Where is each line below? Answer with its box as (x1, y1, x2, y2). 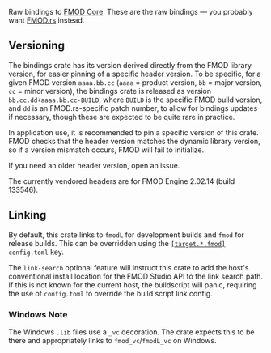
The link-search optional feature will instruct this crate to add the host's (8, 262, 249, 272)
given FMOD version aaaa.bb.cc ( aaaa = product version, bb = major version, (8, 77, 263, 87)
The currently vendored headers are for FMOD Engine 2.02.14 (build (8, 176, 235, 185)
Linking (8, 208, 47, 222)
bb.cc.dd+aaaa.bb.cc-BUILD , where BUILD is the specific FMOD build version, (8, 95, 263, 104)
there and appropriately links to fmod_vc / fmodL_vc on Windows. (8, 335, 217, 345)
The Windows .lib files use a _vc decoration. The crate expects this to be (8, 327, 255, 337)
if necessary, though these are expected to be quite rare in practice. (8, 112, 235, 121)
